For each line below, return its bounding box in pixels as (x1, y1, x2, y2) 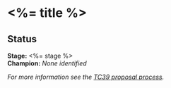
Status (7, 33, 37, 45)
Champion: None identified (7, 59, 87, 68)
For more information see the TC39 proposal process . (7, 73, 165, 81)
